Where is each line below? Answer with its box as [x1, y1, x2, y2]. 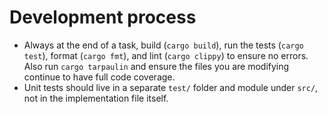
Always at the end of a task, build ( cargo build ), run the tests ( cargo [23, 39, 304, 51]
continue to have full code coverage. [23, 71, 176, 83]
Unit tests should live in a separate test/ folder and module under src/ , [23, 81, 319, 93]
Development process [9, 6, 197, 29]
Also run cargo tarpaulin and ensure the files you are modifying [23, 60, 290, 72]
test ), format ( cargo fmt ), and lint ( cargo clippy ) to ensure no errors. [23, 49, 309, 61]
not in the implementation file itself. [23, 92, 169, 104]
